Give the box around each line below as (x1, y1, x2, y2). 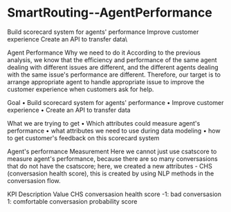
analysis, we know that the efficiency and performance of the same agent (7, 55, 217, 64)
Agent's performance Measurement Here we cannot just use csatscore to (7, 147, 217, 155)
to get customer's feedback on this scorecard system (7, 133, 160, 142)
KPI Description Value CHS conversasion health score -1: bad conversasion (7, 190, 222, 198)
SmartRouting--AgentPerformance (7, 5, 212, 21)
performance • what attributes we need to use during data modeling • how (7, 126, 221, 135)
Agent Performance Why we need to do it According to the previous (7, 48, 201, 57)
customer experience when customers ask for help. (7, 85, 154, 93)
